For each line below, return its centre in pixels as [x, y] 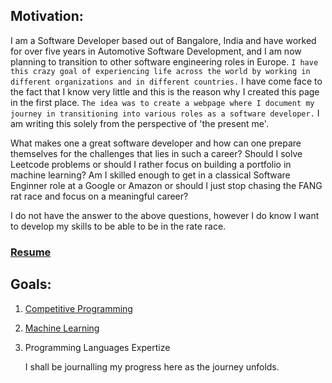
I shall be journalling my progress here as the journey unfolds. [152, 366]
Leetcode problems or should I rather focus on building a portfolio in [151, 164]
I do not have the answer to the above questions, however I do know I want [165, 215]
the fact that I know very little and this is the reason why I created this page [165, 91]
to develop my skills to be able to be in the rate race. [118, 226]
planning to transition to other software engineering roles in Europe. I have [164, 61]
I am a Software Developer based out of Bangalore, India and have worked [163, 40]
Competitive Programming [78, 308]
